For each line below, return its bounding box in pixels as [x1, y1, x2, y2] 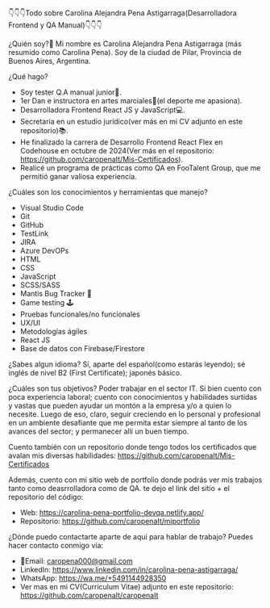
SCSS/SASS [19, 280, 60, 290]
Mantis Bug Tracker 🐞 [19, 289, 93, 298]
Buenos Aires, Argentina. [8, 57, 91, 65]
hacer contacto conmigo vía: [8, 541, 103, 550]
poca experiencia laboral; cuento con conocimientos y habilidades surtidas [8, 392, 258, 401]
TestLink [19, 229, 49, 238]
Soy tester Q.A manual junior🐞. [19, 87, 123, 97]
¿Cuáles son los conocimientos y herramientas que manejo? [8, 187, 208, 197]
